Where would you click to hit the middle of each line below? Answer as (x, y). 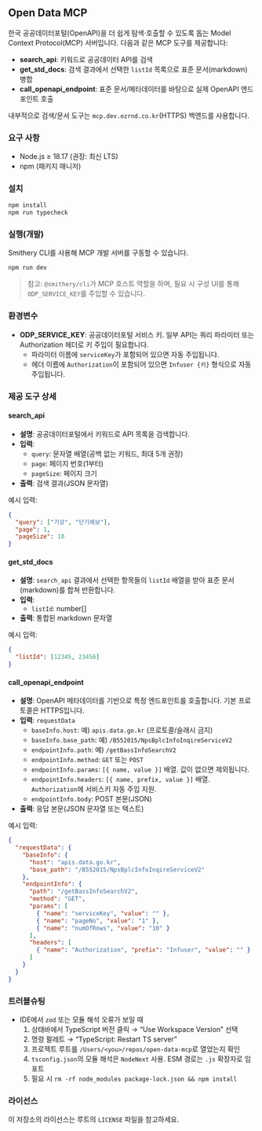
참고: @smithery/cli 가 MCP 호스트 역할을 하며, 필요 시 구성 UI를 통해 (133, 284)
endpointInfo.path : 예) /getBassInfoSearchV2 (104, 750)
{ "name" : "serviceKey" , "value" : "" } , (103, 913)
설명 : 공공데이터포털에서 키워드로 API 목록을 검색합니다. (105, 434)
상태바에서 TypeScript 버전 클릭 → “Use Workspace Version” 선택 (135, 1029)
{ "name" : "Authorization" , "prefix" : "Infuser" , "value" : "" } (144, 950)
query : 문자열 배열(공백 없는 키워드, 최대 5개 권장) (107, 453)
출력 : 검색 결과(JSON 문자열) (64, 483)
